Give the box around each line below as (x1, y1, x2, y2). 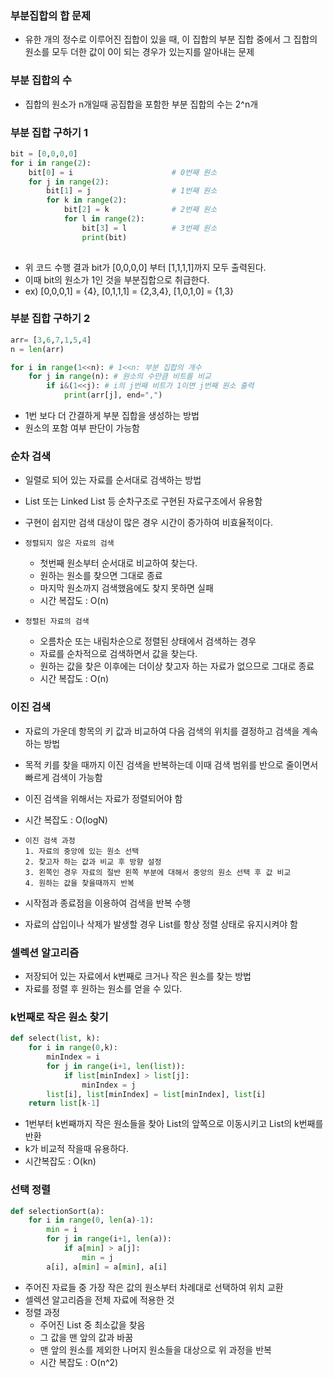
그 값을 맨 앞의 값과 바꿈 (39, 1331, 134, 1343)
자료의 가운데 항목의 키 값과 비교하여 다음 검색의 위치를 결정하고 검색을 (24, 725, 300, 737)
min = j (81, 1252, 114, 1262)
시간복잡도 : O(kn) (24, 1155, 97, 1167)
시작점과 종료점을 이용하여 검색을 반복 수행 (24, 897, 192, 909)
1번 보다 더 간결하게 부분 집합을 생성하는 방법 (24, 410, 200, 422)
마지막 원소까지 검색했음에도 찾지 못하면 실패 (39, 582, 214, 594)
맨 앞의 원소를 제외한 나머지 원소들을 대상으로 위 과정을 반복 (39, 1343, 272, 1356)
